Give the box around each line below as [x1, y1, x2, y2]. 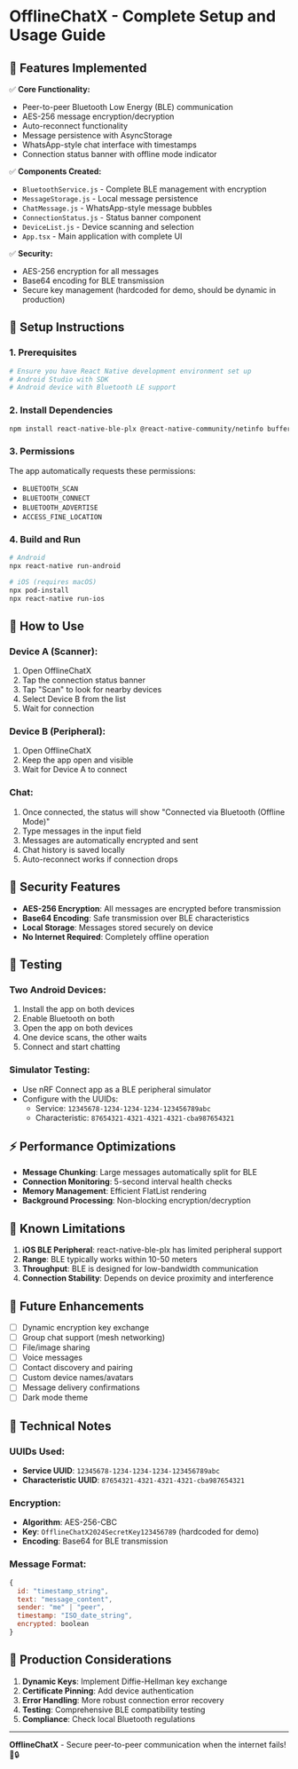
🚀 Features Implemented [9, 60, 147, 75]
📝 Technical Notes [9, 1418, 112, 1433]
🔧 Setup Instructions [9, 320, 125, 335]
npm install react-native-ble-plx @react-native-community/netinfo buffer [9, 424, 292, 433]
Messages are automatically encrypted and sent [21, 834, 199, 845]
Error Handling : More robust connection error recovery [21, 1694, 224, 1705]
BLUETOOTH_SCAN [21, 484, 79, 494]
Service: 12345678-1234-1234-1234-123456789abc [35, 1102, 211, 1113]
